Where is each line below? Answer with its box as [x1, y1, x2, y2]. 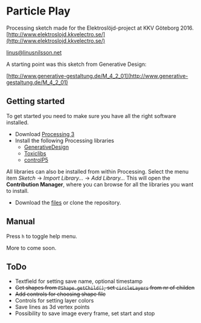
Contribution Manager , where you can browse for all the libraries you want [6, 180, 194, 188]
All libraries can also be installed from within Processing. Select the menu [6, 168, 189, 175]
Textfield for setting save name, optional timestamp [14, 278, 143, 285]
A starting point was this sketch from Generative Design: [6, 60, 147, 68]
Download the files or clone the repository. [14, 198, 121, 206]
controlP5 [24, 156, 48, 163]
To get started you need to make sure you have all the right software [6, 112, 176, 119]
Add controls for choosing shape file [14, 290, 106, 298]
